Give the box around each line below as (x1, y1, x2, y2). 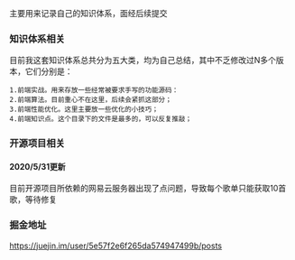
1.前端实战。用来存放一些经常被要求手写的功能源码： (9, 86, 179, 95)
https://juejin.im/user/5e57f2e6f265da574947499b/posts (9, 240, 223, 251)
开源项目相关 (9, 137, 66, 150)
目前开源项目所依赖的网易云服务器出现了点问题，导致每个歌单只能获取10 (9, 183, 279, 194)
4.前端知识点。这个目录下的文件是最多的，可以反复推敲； (9, 115, 192, 124)
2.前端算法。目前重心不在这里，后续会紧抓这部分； (9, 96, 172, 105)
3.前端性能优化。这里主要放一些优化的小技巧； (9, 105, 160, 115)
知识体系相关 (9, 32, 66, 45)
